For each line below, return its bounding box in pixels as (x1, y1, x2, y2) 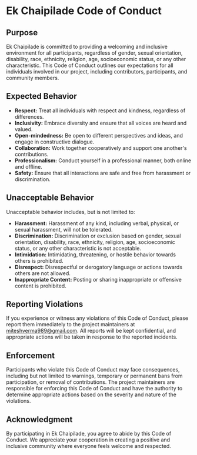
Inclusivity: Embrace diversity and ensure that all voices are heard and (14, 119, 187, 126)
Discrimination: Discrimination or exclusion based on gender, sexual (14, 232, 181, 239)
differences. (14, 113, 44, 120)
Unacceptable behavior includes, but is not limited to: (6, 208, 135, 215)
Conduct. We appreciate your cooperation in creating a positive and (6, 436, 171, 443)
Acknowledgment (6, 414, 73, 424)
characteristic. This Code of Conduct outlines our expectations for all (6, 62, 173, 69)
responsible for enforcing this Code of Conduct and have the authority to (6, 385, 183, 392)
